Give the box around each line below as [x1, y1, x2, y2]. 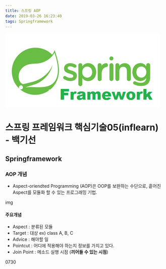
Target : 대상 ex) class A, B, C [12, 230, 74, 236]
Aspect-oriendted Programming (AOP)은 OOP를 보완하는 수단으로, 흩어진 [12, 183, 161, 189]
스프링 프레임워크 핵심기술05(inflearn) [5, 122, 159, 133]
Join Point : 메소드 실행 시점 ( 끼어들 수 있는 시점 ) [12, 249, 108, 255]
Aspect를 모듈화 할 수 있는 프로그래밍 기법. [12, 189, 97, 195]
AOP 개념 [5, 171, 27, 178]
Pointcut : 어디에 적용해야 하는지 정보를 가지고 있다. [12, 243, 115, 249]
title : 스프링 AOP [5, 8, 41, 13]
